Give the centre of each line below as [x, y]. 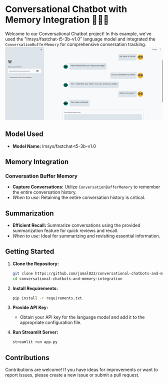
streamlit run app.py [35, 342]
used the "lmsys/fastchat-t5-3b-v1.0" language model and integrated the [80, 39]
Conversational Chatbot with [66, 9]
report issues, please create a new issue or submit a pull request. [72, 375]
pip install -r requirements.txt [47, 298]
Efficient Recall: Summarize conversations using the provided [76, 225]
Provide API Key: [30, 307]
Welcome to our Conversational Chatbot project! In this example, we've [78, 33]
